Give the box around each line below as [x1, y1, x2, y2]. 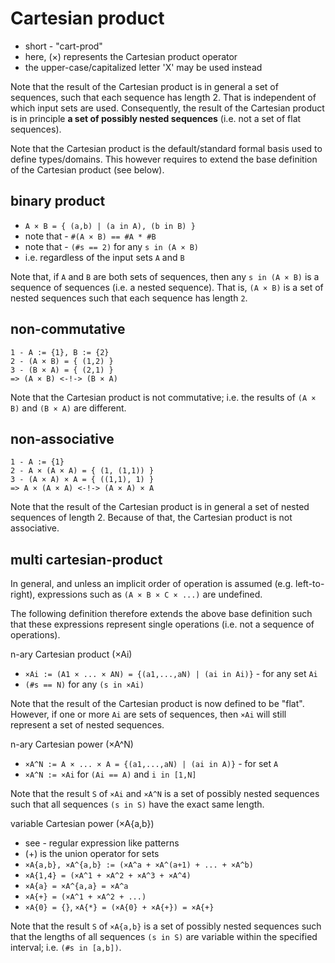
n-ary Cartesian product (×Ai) [10, 648, 133, 661]
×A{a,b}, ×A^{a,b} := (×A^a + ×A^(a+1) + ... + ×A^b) [24, 860, 254, 871]
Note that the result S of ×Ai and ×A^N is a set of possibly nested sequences [10, 788, 320, 800]
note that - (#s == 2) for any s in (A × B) [24, 240, 200, 252]
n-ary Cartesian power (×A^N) [10, 738, 134, 751]
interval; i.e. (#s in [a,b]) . [10, 942, 122, 954]
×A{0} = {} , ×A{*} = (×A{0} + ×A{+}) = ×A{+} [24, 901, 215, 913]
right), [10, 588, 36, 601]
